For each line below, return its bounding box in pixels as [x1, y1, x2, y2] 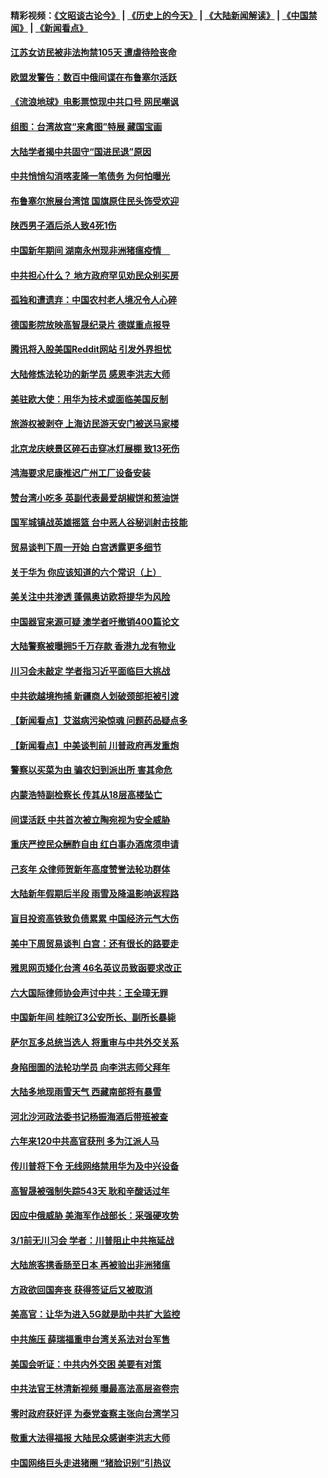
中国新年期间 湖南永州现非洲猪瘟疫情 [10, 244, 162, 256]
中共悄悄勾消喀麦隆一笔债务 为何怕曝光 [10, 170, 171, 182]
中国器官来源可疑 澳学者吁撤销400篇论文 [10, 615, 180, 627]
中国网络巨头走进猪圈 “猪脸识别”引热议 [10, 1457, 172, 1469]
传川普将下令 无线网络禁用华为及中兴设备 [10, 1160, 180, 1172]
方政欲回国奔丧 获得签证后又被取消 [10, 1283, 153, 1295]
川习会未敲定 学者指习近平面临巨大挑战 [10, 665, 171, 677]
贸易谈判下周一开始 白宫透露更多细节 [10, 541, 162, 554]
